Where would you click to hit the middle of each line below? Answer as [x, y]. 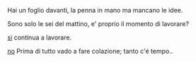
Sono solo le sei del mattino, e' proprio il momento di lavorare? [98, 24]
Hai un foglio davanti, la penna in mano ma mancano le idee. [95, 10]
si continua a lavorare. [40, 37]
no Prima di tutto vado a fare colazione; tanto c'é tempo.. [90, 51]
